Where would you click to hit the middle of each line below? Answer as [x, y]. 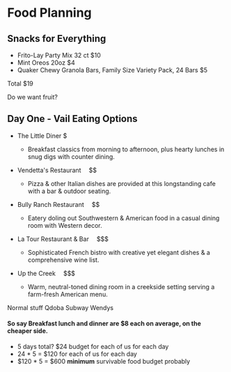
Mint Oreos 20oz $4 [46, 63]
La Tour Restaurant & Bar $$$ [63, 239]
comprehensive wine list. [63, 260]
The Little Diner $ [42, 135]
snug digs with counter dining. [71, 156]
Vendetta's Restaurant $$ [57, 170]
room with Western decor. [65, 225]
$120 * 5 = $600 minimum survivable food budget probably [104, 362]
